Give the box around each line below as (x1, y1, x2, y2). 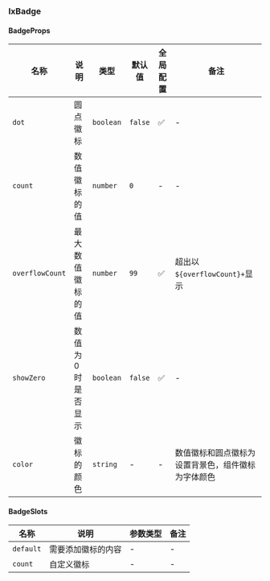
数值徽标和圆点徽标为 (174, 447, 256, 459)
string (92, 460, 118, 469)
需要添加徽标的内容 (49, 544, 122, 555)
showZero (12, 373, 46, 383)
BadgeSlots (8, 506, 48, 516)
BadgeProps (8, 26, 51, 35)
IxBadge (8, 6, 42, 17)
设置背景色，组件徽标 (174, 459, 256, 471)
